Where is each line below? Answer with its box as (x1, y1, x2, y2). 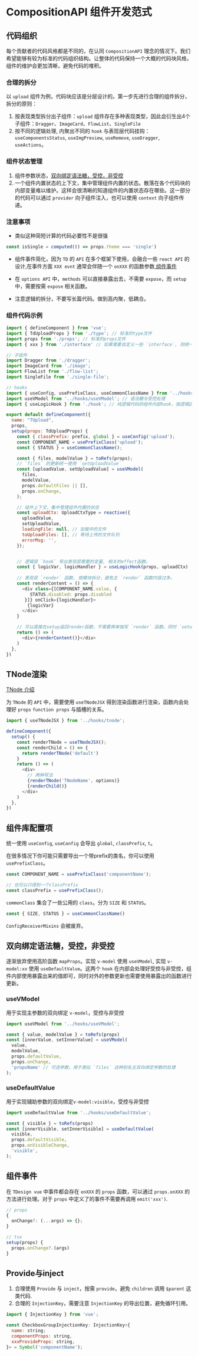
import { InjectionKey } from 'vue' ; (6, 1312, 99, 1318)
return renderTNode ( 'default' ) (21, 750, 99, 756)
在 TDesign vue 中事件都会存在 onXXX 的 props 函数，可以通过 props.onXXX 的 (6, 1188, 190, 1195)
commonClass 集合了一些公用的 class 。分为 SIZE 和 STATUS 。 (6, 899, 149, 906)
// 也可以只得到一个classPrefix (6, 882, 78, 888)
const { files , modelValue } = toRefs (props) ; (16, 455, 133, 461)
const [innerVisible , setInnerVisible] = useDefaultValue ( (6, 1126, 154, 1132)
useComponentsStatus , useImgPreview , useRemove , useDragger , (14, 134, 160, 142)
